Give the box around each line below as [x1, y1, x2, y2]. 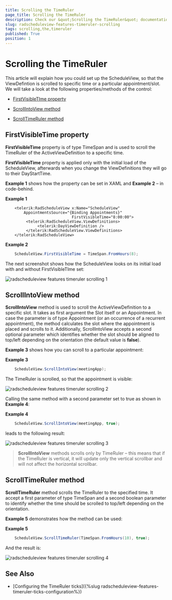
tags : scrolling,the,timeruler [5, 27, 72, 32]
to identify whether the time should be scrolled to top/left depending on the [5, 500, 164, 506]
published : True [5, 31, 40, 36]
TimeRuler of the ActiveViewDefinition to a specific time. [5, 149, 124, 156]
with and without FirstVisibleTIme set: [5, 266, 84, 272]
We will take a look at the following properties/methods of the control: [5, 85, 153, 92]
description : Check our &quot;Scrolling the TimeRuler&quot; [5, 17, 139, 22]
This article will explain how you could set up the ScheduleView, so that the [5, 75, 164, 81]
